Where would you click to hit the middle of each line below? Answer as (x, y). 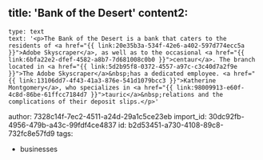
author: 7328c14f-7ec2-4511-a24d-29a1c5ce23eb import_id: (108, 116)
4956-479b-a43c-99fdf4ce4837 (63, 125)
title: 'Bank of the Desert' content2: (98, 13)
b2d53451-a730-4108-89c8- (176, 125)
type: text (26, 31)
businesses (39, 149)
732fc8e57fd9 (32, 133)
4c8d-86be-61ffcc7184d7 (48, 94)
